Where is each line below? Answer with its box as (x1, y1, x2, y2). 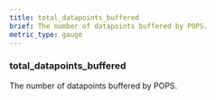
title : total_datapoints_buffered (9, 13, 140, 23)
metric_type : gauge (9, 30, 83, 39)
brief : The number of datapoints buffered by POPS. (9, 22, 208, 31)
